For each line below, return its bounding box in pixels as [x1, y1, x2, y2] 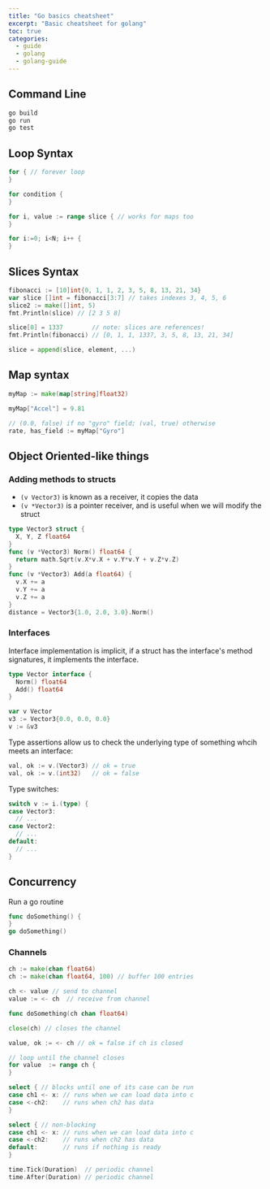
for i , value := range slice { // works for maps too [8, 212, 195, 220]
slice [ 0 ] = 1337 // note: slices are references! [8, 323, 205, 332]
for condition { [8, 190, 63, 198]
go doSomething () [8, 927, 67, 935]
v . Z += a [15, 592, 45, 601]
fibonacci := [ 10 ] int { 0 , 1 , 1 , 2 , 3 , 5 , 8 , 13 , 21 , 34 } [8, 286, 201, 294]
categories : [8, 34, 49, 43]
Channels [8, 947, 47, 958]
